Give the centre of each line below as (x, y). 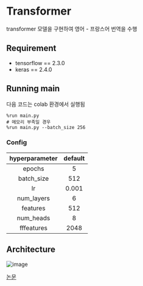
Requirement (31, 48)
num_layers (34, 198)
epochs (33, 169)
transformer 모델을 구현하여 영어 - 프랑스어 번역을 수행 (72, 29)
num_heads (33, 218)
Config (17, 142)
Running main (33, 89)
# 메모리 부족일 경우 (29, 122)
